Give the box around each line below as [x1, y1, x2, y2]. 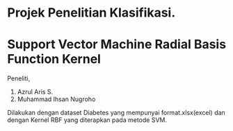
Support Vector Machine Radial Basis [7, 37, 227, 53]
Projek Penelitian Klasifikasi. [7, 5, 176, 21]
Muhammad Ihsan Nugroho [17, 95, 96, 103]
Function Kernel [7, 51, 101, 67]
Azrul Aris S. [17, 88, 54, 96]
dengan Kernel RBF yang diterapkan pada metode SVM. [7, 116, 167, 124]
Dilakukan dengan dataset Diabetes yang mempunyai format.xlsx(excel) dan [7, 109, 226, 117]
